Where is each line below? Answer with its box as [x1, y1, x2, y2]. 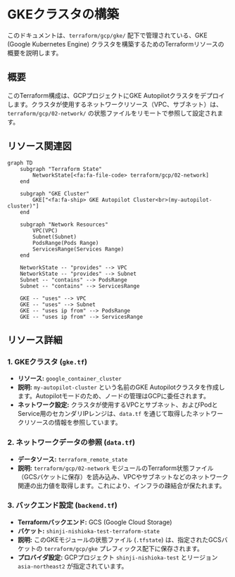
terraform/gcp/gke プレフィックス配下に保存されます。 [44, 544, 204, 552]
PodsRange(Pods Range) [32, 239, 99, 246]
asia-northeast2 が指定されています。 [17, 562, 128, 570]
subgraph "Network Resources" [20, 221, 109, 228]
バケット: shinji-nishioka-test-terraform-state [17, 526, 160, 535]
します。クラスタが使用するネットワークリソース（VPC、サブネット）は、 [7, 100, 223, 108]
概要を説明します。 [7, 49, 63, 57]
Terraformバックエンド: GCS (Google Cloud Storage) [17, 518, 172, 526]
